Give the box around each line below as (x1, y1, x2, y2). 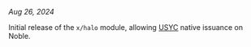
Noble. (8, 32, 31, 41)
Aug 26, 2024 (8, 7, 54, 16)
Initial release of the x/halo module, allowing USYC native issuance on (8, 23, 244, 32)
